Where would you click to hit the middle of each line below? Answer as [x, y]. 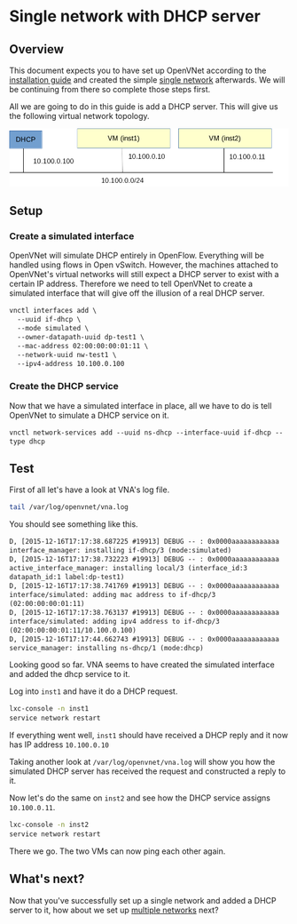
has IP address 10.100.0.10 [59, 745]
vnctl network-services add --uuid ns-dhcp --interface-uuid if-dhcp [141, 433]
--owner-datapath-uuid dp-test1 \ [81, 338]
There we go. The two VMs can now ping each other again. [117, 851]
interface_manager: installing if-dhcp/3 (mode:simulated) [121, 551]
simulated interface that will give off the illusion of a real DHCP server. [137, 293]
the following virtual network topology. [79, 116]
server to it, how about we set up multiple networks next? [114, 910]
